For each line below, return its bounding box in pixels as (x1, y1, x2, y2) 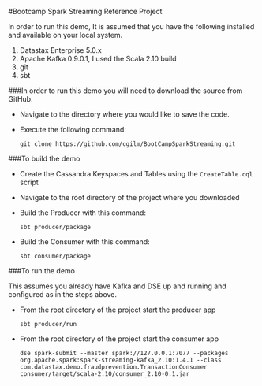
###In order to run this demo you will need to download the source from (8, 86, 243, 95)
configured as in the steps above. (8, 290, 117, 299)
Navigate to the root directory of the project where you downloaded (19, 193, 240, 202)
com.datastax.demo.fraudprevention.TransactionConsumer (19, 363, 208, 371)
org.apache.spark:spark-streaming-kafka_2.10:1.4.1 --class (19, 356, 222, 364)
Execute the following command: (19, 125, 126, 134)
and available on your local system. (8, 31, 123, 39)
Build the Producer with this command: (19, 208, 146, 217)
